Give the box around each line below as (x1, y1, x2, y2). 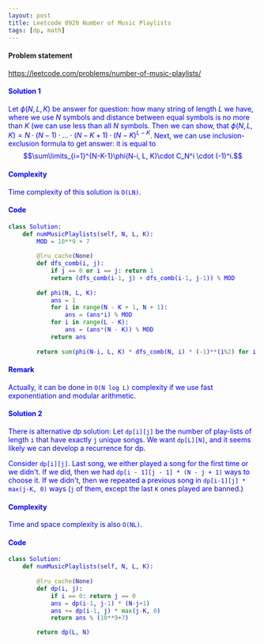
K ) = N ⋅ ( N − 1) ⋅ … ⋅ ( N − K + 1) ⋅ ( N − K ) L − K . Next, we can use (8, 129, 211, 140)
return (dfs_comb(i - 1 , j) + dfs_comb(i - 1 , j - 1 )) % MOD (50, 274, 236, 282)
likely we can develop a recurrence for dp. (8, 444, 146, 453)
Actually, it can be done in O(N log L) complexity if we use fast (8, 382, 213, 392)
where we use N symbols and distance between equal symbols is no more (8, 112, 251, 122)
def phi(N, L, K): (36, 289, 97, 297)
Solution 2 (8, 409, 43, 419)
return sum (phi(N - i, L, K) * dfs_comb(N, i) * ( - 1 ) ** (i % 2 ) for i (36, 347, 257, 356)
